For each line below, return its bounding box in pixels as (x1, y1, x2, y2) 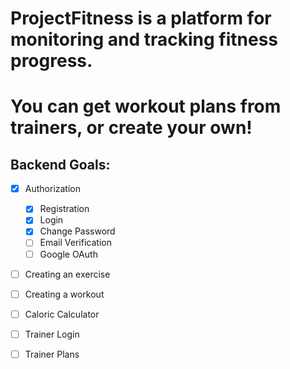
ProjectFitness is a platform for (10, 7, 272, 30)
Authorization (24, 183, 81, 195)
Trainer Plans (24, 348, 80, 360)
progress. (10, 50, 93, 72)
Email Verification (39, 237, 112, 249)
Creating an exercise (24, 268, 111, 280)
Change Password (39, 225, 116, 237)
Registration (39, 203, 90, 215)
